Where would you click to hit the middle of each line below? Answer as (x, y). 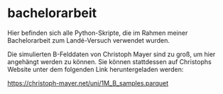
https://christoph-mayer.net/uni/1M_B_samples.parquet (88, 83)
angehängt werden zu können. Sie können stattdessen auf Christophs (109, 61)
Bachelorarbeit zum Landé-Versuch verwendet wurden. (89, 40)
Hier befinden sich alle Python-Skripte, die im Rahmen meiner (98, 33)
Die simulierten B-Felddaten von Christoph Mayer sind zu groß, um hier (111, 54)
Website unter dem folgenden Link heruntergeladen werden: (96, 69)
